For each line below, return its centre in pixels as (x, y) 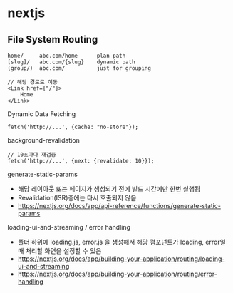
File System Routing (53, 40)
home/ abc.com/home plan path (67, 56)
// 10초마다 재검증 (32, 155)
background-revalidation (43, 140)
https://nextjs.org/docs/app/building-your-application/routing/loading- (121, 259)
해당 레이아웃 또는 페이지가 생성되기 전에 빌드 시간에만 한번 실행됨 (109, 189)
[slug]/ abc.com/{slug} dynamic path (71, 62)
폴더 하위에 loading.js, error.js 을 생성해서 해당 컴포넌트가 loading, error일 (121, 242)
